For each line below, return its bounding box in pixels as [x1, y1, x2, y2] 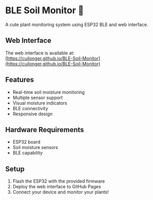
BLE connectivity [12, 105, 48, 111]
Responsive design [12, 111, 53, 117]
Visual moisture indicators [12, 99, 68, 106]
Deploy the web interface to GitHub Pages [12, 184, 101, 190]
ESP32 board [12, 139, 41, 145]
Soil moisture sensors [12, 144, 58, 151]
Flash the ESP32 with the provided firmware [12, 178, 105, 184]
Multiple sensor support [12, 94, 63, 101]
